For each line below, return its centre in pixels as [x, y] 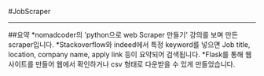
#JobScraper [29, 11]
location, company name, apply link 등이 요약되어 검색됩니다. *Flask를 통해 [126, 54]
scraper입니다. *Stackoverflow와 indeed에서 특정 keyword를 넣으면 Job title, [129, 45]
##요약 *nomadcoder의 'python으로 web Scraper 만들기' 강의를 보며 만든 [123, 35]
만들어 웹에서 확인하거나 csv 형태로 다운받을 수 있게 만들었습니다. [135, 64]
